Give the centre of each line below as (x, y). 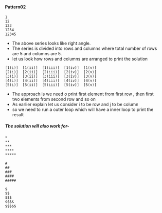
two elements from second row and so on (54, 99)
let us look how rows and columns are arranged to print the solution (80, 59)
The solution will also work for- (37, 126)
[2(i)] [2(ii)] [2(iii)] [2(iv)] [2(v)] (51, 72)
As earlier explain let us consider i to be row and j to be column (75, 105)
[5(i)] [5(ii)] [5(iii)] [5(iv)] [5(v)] (51, 85)
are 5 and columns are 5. (37, 54)
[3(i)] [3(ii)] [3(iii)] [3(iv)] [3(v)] (51, 76)
